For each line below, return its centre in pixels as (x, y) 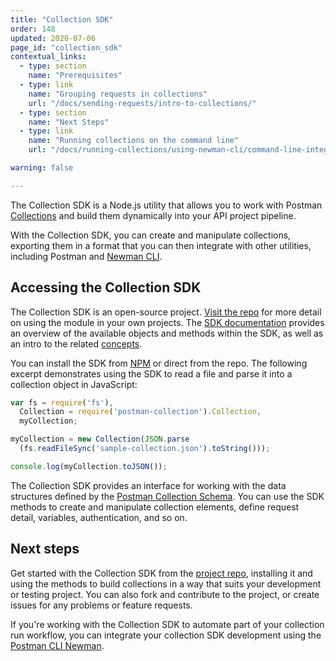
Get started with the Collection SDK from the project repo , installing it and (161, 573)
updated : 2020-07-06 (53, 38)
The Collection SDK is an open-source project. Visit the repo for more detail (166, 312)
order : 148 (33, 29)
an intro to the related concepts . (76, 343)
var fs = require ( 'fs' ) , (62, 402)
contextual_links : (48, 57)
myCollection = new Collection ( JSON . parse (100, 439)
